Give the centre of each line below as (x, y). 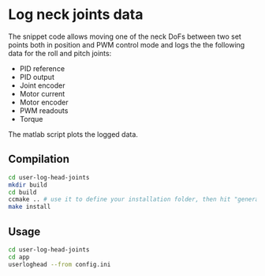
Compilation (39, 159)
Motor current (42, 93)
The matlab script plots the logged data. (73, 134)
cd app (19, 257)
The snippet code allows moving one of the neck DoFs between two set (125, 36)
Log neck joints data (76, 15)
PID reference (42, 68)
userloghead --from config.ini (60, 264)
